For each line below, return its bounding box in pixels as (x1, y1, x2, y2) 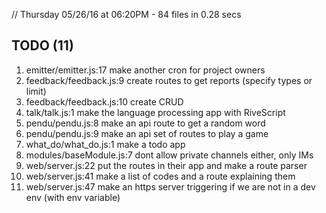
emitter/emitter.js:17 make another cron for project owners (25, 64, 266, 76)
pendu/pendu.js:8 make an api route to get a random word (25, 117, 266, 129)
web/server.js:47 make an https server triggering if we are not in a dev (25, 180, 316, 193)
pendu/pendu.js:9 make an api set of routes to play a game (25, 127, 269, 139)
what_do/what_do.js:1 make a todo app (25, 138, 186, 150)
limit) (25, 85, 47, 97)
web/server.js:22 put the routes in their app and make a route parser (25, 159, 308, 171)
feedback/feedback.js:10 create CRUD (25, 95, 184, 108)
